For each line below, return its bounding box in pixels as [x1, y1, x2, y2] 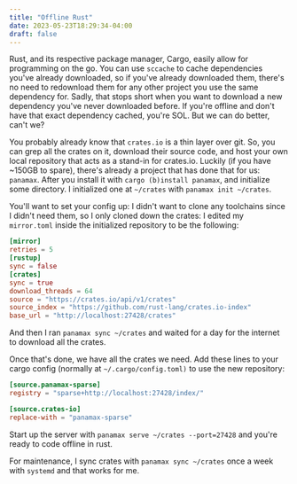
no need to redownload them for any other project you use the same [9, 82, 259, 93]
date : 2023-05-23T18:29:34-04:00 [9, 21, 133, 30]
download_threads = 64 [9, 286, 93, 295]
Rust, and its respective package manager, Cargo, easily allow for [9, 54, 249, 65]
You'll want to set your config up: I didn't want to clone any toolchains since [9, 201, 285, 212]
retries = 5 [9, 246, 53, 254]
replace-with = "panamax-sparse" [9, 413, 133, 422]
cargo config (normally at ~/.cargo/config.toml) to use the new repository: [9, 363, 285, 374]
